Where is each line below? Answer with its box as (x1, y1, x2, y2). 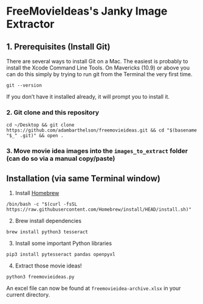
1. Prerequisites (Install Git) (6, 41, 111, 52)
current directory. (6, 291, 50, 299)
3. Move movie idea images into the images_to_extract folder (6, 147, 188, 155)
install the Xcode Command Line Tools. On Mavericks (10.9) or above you (6, 64, 190, 71)
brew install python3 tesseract (6, 229, 88, 235)
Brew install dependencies (15, 217, 82, 225)
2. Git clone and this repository (6, 108, 99, 116)
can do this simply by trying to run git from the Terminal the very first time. (6, 71, 193, 77)
